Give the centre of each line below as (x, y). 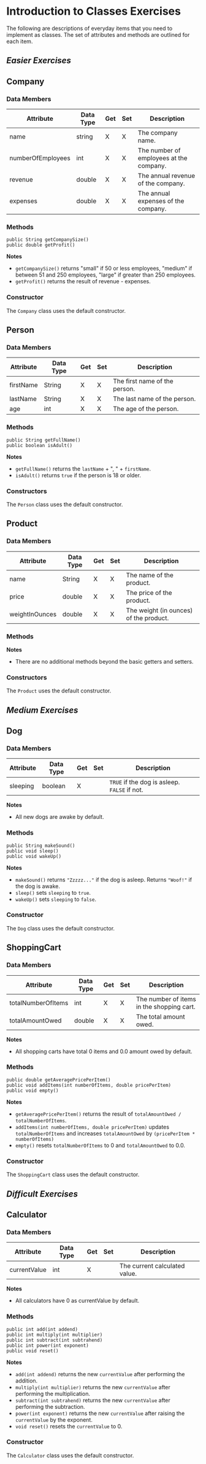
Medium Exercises (42, 710)
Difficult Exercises (42, 1194)
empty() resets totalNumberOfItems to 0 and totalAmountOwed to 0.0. (100, 1145)
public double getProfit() (41, 245)
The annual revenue (166, 176)
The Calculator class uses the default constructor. (70, 1455)
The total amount (160, 1016)
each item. (20, 41)
